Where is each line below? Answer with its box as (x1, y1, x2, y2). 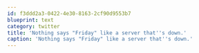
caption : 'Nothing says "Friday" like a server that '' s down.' (7, 36, 193, 43)
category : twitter (7, 23, 60, 30)
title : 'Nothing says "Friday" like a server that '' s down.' (7, 29, 187, 36)
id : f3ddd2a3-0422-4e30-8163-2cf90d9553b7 (7, 10, 131, 17)
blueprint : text (7, 17, 54, 23)
